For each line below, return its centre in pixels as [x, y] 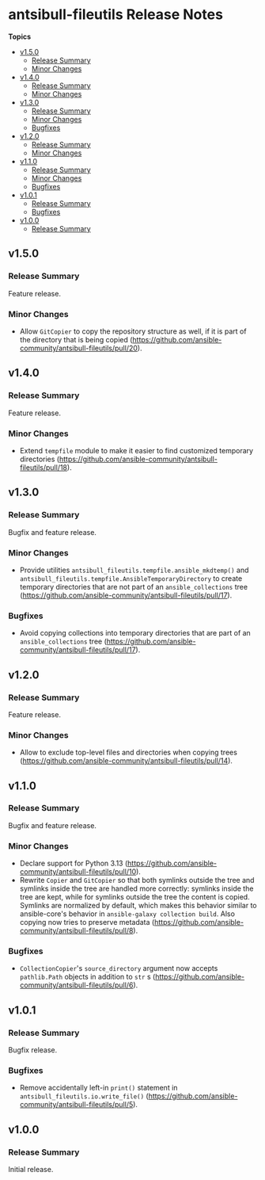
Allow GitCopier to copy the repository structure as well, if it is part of [133, 331]
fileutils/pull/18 [44, 467]
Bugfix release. [33, 1050]
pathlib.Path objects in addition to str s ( [87, 977]
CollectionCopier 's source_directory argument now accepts [119, 968]
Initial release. [31, 1170]
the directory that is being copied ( [76, 339]
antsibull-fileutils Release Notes [116, 15]
